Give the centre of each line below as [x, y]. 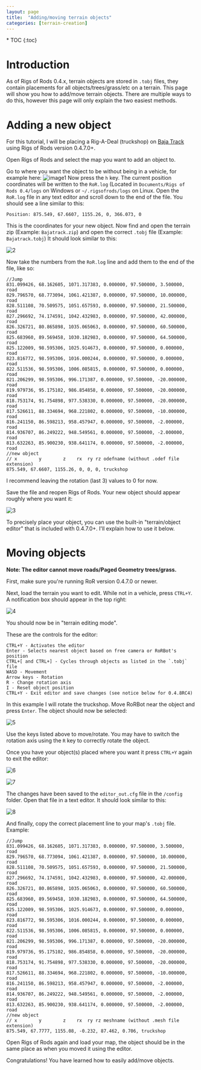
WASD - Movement [27, 672]
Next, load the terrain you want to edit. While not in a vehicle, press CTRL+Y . [99, 593]
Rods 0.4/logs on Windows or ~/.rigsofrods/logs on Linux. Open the [93, 191]
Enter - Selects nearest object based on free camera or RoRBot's [91, 651]
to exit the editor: [27, 759]
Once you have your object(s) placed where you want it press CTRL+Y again [99, 753]
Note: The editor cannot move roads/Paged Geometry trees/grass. [91, 570]
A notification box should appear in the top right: [66, 600]
